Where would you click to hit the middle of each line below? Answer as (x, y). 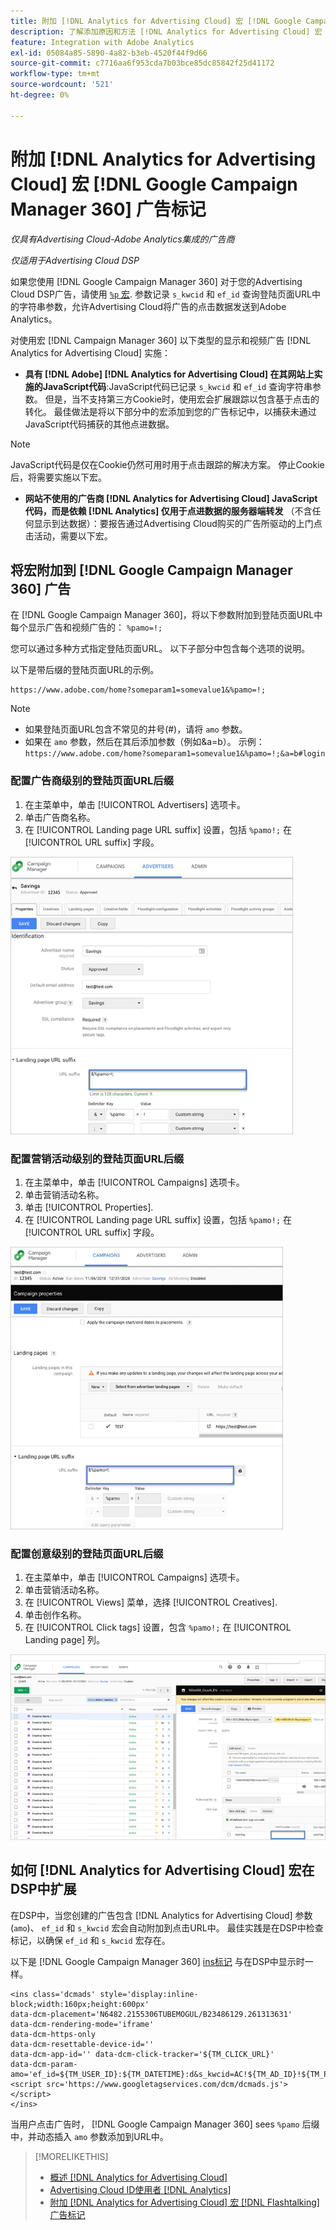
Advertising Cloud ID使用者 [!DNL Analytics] (140, 2189)
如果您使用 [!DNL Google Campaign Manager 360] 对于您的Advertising (156, 281)
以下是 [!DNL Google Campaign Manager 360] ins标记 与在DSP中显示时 (157, 1961)
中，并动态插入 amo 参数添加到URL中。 (89, 2136)
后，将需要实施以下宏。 (58, 477)
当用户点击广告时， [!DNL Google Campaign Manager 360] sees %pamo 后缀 (165, 2124)
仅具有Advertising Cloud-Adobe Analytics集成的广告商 (122, 239)
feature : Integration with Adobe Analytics (102, 42)
